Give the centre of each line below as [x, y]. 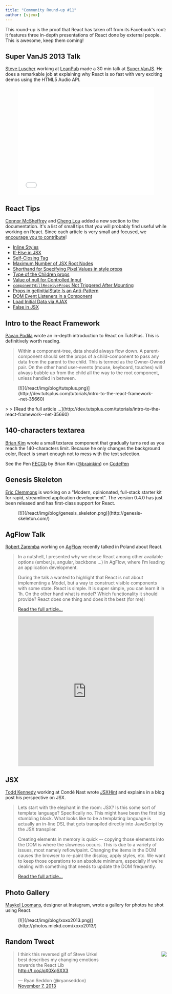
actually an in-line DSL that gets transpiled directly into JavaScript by [91, 824]
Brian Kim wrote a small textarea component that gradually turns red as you [85, 443]
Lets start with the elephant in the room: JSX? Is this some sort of [87, 807]
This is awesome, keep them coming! [45, 40]
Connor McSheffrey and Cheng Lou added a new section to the [72, 221]
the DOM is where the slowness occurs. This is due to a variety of [87, 845]
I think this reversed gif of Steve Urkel [58, 954]
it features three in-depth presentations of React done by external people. [83, 35]
